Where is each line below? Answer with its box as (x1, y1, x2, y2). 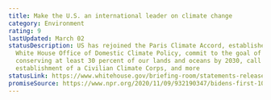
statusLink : (8, 72, 48, 80)
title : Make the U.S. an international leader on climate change (8, 11, 232, 20)
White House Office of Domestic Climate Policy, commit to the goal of (15, 49, 262, 57)
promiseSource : (8, 79, 60, 87)
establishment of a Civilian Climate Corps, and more (15, 65, 200, 73)
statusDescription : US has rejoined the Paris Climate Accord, (8, 42, 226, 50)
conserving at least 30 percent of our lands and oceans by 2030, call (15, 57, 262, 65)
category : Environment (8, 19, 85, 27)
